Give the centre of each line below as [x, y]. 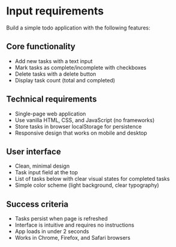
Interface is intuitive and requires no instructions [75, 225]
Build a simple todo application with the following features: [78, 28]
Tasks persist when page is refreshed [61, 219]
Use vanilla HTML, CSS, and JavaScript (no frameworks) [85, 120]
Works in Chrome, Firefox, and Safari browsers [72, 238]
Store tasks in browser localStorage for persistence [78, 126]
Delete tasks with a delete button [55, 74]
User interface [34, 151]
